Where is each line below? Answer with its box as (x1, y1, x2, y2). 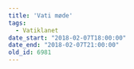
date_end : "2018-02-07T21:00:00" (8, 41, 120, 49)
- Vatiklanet (15, 26, 59, 34)
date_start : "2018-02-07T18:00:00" (8, 33, 127, 42)
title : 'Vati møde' (8, 11, 73, 20)
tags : (8, 19, 26, 27)
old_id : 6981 (8, 48, 52, 56)
